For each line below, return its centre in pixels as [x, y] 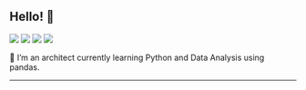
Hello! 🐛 [32, 17]
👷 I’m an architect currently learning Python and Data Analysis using [137, 57]
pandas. [25, 67]
